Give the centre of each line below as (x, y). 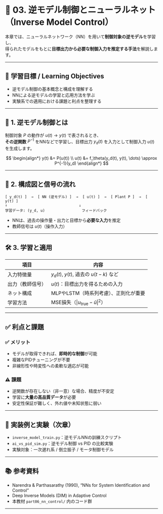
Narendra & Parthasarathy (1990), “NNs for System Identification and (81, 485)
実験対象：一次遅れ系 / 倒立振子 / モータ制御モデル (63, 450)
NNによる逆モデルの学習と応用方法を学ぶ (54, 95)
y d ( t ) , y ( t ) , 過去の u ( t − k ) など (85, 275)
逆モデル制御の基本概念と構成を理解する (52, 89)
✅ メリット (18, 342)
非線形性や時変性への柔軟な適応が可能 (50, 366)
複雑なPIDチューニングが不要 (41, 360)
